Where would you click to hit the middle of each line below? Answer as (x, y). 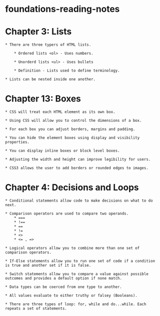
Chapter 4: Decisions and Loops (72, 188)
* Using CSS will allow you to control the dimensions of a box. (73, 121)
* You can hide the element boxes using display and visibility (72, 138)
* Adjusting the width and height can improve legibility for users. (78, 159)
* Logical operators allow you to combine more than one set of (72, 248)
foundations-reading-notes (63, 9)
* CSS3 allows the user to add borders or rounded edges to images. (77, 168)
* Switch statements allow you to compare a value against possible (77, 274)
